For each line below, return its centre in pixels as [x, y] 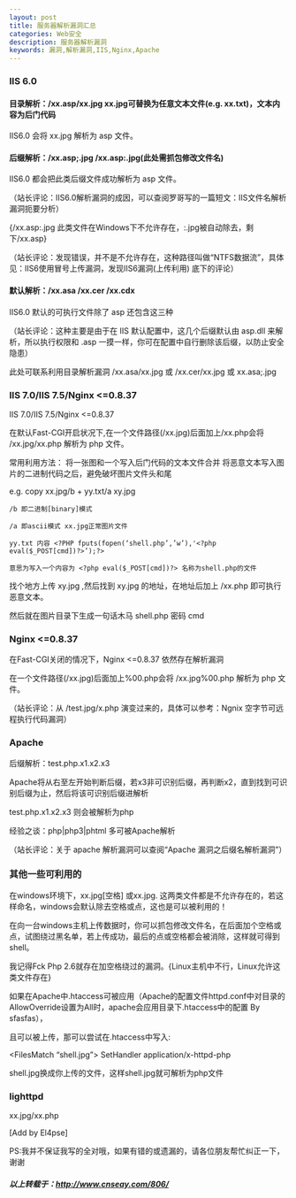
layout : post [33, 17]
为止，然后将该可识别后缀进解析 [90, 793]
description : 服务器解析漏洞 [58, 42]
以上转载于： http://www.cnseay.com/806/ [89, 1184]
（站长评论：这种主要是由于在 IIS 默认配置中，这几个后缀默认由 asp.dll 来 [142, 330]
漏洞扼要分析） [36, 209]
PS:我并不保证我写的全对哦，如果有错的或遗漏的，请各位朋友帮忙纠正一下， [147, 1151]
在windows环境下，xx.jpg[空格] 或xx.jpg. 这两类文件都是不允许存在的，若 [143, 895]
